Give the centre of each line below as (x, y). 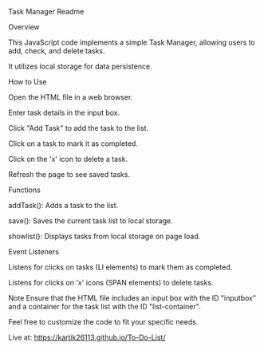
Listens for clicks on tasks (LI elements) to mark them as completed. (120, 267)
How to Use (28, 82)
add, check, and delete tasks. (57, 51)
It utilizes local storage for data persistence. (81, 66)
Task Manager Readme (46, 12)
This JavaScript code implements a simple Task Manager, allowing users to (132, 42)
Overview (24, 27)
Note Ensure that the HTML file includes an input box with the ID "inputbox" (132, 298)
